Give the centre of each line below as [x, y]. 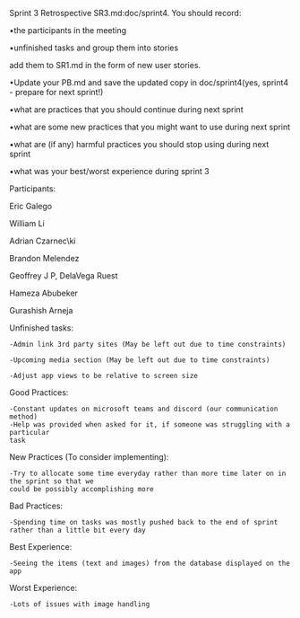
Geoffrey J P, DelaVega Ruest [64, 276]
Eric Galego [30, 206]
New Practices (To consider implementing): [89, 457]
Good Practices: [39, 393]
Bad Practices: [36, 506]
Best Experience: [41, 547]
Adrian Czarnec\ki [43, 241]
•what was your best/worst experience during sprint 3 [109, 171]
